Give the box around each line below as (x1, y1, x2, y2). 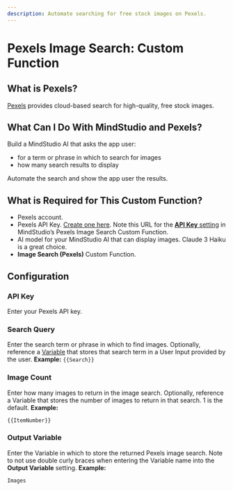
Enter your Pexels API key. (7, 307, 82, 315)
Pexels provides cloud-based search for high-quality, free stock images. (7, 101, 214, 109)
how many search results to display (17, 161, 120, 169)
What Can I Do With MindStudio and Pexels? (7, 121, 202, 133)
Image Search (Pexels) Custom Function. (17, 250, 136, 259)
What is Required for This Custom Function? (7, 195, 203, 206)
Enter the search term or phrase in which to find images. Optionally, (7, 340, 201, 349)
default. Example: (7, 403, 59, 411)
